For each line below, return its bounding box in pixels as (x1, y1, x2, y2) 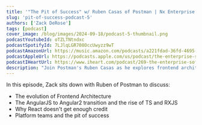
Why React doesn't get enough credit (14, 106, 108, 113)
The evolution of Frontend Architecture (14, 93, 111, 100)
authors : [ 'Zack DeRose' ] (6, 20, 71, 26)
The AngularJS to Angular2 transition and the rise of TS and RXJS (14, 99, 179, 106)
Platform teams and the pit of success (14, 112, 109, 119)
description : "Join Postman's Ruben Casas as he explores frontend (6, 64, 179, 71)
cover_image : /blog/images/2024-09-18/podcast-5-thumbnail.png (6, 31, 168, 37)
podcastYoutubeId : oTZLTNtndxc (6, 37, 85, 43)
